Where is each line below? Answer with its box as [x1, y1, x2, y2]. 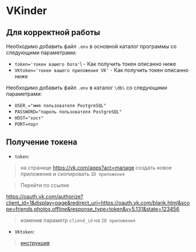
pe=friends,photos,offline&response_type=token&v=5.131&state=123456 [6, 205, 180, 212]
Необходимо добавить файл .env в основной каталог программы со [6, 43, 177, 50]
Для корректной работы [6, 27, 100, 37]
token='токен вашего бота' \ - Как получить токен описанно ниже [14, 60, 176, 67]
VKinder [6, 4, 47, 18]
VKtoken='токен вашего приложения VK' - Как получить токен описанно [14, 67, 188, 74]
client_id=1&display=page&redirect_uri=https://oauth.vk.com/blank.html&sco [6, 199, 190, 206]
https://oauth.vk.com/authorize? [6, 193, 83, 200]
